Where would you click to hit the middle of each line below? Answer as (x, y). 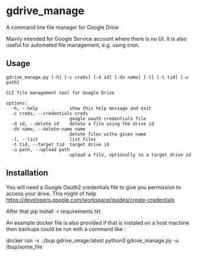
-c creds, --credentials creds (50, 114)
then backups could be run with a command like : (66, 229)
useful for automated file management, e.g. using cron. (73, 45)
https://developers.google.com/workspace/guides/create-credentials (91, 200)
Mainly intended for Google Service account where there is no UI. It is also (96, 38)
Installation (27, 173)
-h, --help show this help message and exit (81, 108)
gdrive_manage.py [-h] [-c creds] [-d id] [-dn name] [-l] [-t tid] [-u (97, 77)
